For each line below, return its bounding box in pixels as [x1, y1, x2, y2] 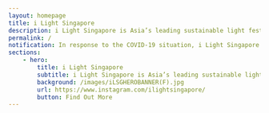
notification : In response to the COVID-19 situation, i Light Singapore [8, 41, 260, 49]
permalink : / [8, 33, 52, 42]
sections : [8, 49, 42, 56]
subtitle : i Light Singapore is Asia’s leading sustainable [37, 71, 242, 79]
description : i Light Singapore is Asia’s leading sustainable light [8, 26, 246, 34]
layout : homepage [8, 11, 66, 20]
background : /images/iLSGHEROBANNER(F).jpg [37, 78, 184, 86]
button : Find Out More [37, 93, 113, 101]
